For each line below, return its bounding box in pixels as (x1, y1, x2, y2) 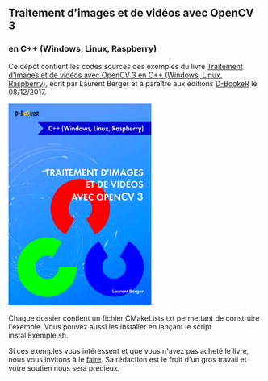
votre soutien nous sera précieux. (8, 362, 120, 373)
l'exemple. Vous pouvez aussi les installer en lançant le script (8, 321, 212, 331)
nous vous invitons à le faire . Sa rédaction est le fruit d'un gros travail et (8, 354, 248, 364)
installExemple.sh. (8, 330, 69, 340)
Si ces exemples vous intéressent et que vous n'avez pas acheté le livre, (8, 346, 249, 355)
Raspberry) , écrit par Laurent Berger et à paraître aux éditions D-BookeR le (8, 78, 258, 88)
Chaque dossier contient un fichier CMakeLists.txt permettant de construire (8, 313, 260, 323)
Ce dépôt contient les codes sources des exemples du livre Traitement (8, 61, 244, 71)
